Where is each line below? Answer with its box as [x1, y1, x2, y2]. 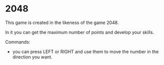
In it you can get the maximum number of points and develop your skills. [5, 29, 154, 35]
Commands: [5, 38, 31, 45]
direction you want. [12, 53, 53, 60]
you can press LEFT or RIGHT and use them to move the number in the [12, 48, 159, 54]
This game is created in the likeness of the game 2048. [5, 19, 119, 25]
